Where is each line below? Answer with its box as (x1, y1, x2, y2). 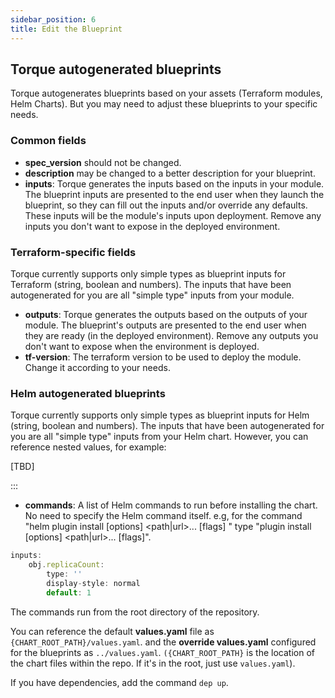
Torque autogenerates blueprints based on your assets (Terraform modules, (10, 87, 323, 100)
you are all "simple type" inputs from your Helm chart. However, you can (10, 431, 309, 443)
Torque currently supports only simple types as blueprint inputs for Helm (10, 409, 310, 421)
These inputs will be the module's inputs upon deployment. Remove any (24, 209, 322, 221)
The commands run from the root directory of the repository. (10, 606, 260, 618)
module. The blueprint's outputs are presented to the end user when (24, 319, 307, 331)
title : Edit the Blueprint (10, 24, 123, 34)
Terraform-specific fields (10, 245, 137, 259)
